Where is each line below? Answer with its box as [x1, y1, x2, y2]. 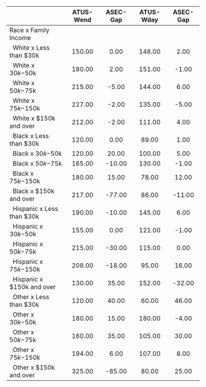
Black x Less [12, 132, 49, 140]
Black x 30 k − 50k [12, 150, 63, 158]
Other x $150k [12, 363, 55, 372]
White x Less [12, 44, 50, 52]
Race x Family [9, 26, 50, 34]
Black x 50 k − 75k [12, 159, 63, 167]
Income [9, 34, 31, 42]
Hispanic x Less [12, 205, 58, 213]
